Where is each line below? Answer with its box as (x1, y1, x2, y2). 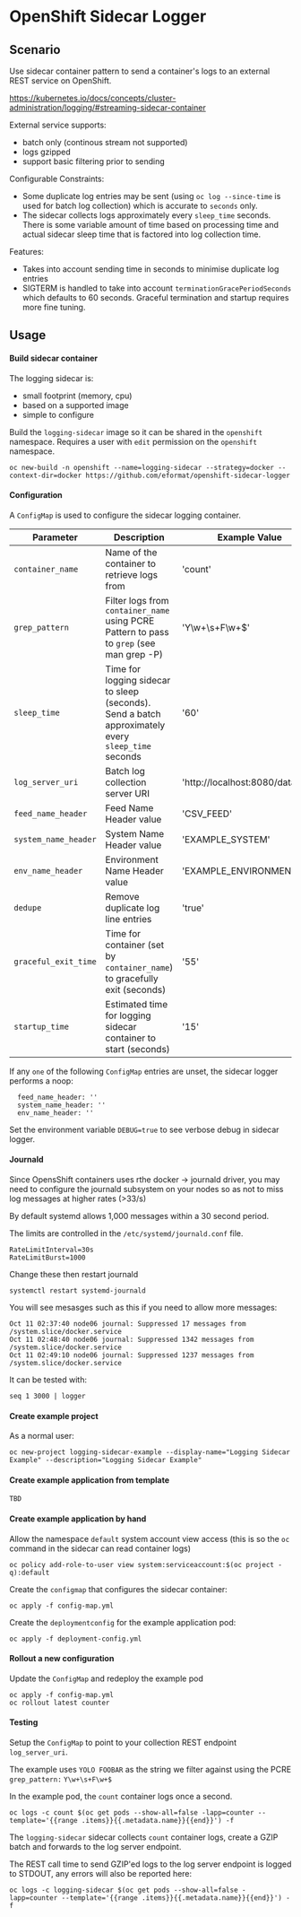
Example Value (217, 531, 282, 544)
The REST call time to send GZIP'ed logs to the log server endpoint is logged (9, 1859, 292, 1869)
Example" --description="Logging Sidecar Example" (9, 1456, 202, 1465)
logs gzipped (21, 146, 72, 157)
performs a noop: (9, 1075, 73, 1086)
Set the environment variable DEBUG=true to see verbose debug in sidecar (9, 1124, 279, 1135)
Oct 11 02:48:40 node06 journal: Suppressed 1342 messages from (9, 1335, 254, 1344)
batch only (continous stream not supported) (21, 137, 188, 147)
